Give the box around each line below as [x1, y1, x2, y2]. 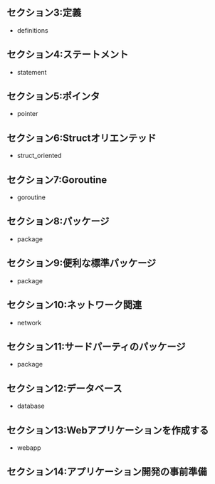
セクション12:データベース [6, 382, 122, 394]
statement [16, 68, 47, 76]
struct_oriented [16, 152, 62, 160]
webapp [16, 443, 41, 452]
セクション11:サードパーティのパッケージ [6, 340, 186, 352]
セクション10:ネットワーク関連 [6, 299, 142, 311]
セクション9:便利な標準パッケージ [6, 257, 157, 269]
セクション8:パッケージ [6, 216, 110, 228]
